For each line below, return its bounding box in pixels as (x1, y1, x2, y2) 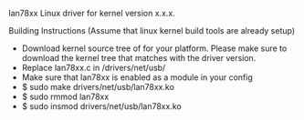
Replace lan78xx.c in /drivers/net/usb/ (21, 63, 166, 73)
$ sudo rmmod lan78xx (21, 91, 110, 102)
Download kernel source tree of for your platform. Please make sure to (21, 43, 288, 54)
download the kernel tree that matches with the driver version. (21, 53, 257, 63)
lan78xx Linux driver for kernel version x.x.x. (8, 8, 175, 18)
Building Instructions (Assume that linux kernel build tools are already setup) (8, 25, 296, 35)
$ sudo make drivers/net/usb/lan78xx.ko (21, 82, 175, 92)
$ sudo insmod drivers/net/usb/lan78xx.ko (21, 101, 182, 112)
